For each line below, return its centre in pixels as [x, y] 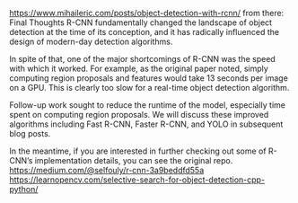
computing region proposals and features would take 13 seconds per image [149, 78]
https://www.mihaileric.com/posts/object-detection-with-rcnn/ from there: [147, 13]
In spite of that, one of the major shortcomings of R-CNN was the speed [142, 59]
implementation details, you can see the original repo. [134, 160]
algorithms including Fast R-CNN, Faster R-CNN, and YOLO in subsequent [146, 124]
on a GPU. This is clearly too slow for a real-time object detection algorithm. [149, 88]
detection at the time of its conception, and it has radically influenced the [145, 32]
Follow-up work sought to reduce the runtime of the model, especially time [147, 105]
